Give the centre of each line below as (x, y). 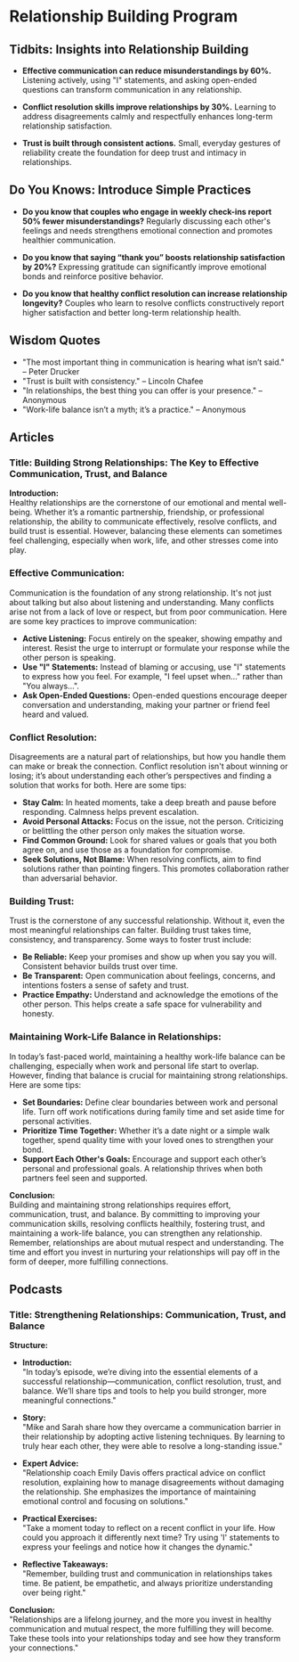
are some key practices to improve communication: (103, 621)
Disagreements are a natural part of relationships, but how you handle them (148, 756)
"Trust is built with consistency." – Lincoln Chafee (113, 381)
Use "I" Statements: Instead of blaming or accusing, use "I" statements (154, 667)
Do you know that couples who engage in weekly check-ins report (147, 211)
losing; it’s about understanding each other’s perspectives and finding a (141, 775)
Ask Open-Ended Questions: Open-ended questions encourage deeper (154, 695)
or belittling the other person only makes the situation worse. (133, 830)
